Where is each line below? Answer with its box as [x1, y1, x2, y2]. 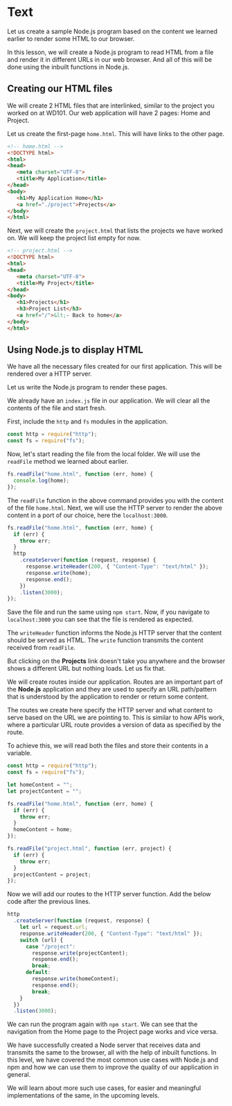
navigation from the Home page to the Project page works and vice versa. [7, 1028, 218, 1036]
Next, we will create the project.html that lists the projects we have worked [7, 226, 223, 235]
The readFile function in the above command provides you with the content [7, 496, 224, 504]
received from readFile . [7, 644, 76, 652]
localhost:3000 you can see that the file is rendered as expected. [7, 615, 194, 623]
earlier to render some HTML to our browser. [7, 34, 135, 42]
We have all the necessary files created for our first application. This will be [7, 362, 222, 371]
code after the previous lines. [7, 897, 91, 906]
